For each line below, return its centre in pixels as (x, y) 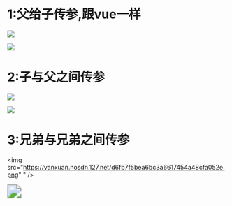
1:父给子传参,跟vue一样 (74, 14)
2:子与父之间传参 (56, 77)
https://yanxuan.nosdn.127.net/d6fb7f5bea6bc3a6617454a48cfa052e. (124, 167)
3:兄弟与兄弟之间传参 (68, 140)
